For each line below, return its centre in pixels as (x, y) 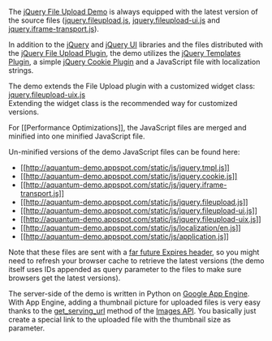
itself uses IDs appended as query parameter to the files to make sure (125, 269)
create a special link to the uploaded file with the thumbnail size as (120, 320)
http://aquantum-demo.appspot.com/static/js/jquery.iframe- (126, 185)
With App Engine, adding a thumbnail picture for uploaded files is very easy (135, 302)
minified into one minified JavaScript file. (77, 136)
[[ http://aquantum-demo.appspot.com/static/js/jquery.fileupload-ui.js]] (139, 211)
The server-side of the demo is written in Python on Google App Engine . (129, 294)
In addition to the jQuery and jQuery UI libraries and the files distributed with (136, 45)
